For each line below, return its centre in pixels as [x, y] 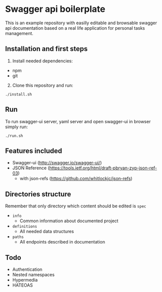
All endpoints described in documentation [62, 242]
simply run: [17, 127]
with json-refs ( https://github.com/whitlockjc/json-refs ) [76, 179]
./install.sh [19, 94]
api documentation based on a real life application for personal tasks [75, 28]
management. [19, 33]
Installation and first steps [47, 49]
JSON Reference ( [31, 168]
